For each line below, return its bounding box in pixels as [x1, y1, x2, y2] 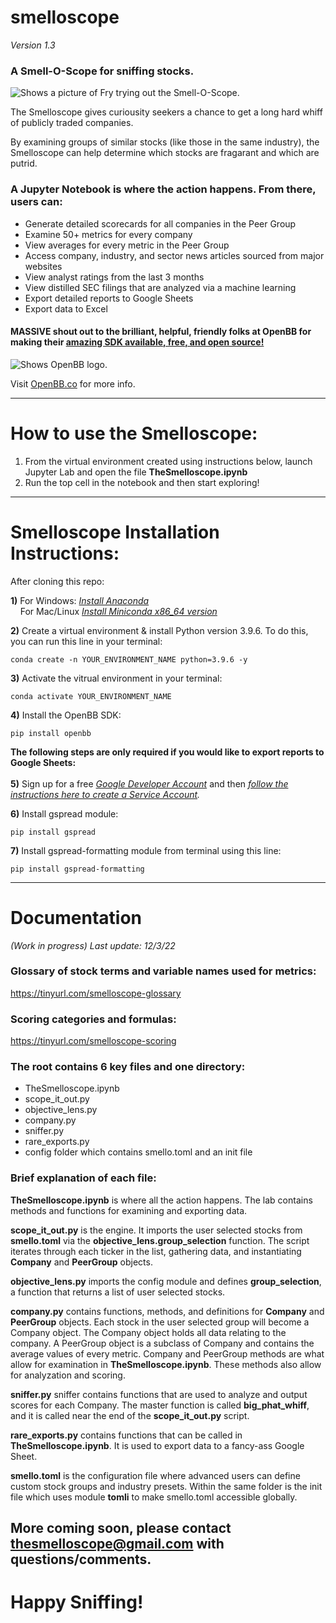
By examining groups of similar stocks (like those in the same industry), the [10, 136, 320, 148]
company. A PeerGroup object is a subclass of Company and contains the [10, 1337, 315, 1349]
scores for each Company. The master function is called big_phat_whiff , [10, 1399, 310, 1411]
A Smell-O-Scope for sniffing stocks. [10, 64, 195, 78]
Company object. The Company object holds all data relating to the [10, 1326, 287, 1338]
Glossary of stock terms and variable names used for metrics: [10, 964, 317, 978]
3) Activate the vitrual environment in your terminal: [10, 672, 223, 684]
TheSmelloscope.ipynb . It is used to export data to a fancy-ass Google [10, 1439, 305, 1451]
